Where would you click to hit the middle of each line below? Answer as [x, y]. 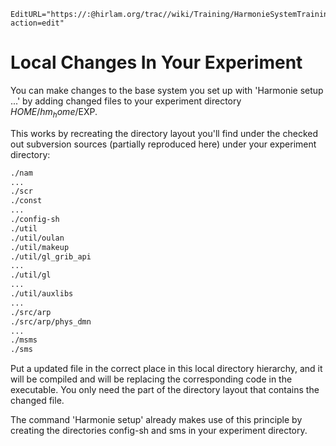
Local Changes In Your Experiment [156, 62]
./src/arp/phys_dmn [51, 321]
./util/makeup [40, 247]
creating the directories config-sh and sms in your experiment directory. [159, 431]
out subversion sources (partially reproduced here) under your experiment [163, 144]
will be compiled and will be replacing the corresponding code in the [151, 379]
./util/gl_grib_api [51, 256]
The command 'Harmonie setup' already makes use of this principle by [156, 420]
